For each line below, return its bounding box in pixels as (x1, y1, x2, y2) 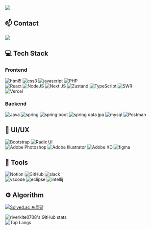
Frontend (5, 66, 27, 73)
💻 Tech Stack (5, 49, 49, 58)
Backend (5, 100, 27, 107)
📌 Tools (5, 158, 28, 167)
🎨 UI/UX (5, 126, 30, 134)
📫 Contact (5, 19, 39, 28)
